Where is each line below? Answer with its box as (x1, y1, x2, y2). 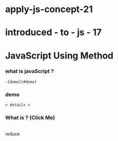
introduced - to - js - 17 (5, 27, 102, 38)
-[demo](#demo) (5, 79, 37, 84)
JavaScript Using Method (5, 50, 114, 61)
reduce (5, 131, 20, 137)
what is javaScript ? (5, 68, 54, 75)
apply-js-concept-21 (5, 4, 93, 15)
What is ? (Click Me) (5, 114, 55, 121)
